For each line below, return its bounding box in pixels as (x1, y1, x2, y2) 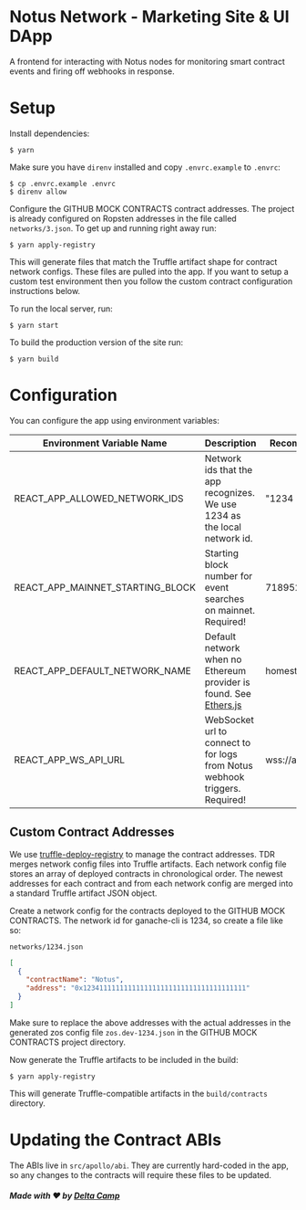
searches (204, 592, 245, 605)
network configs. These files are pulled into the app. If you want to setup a (9, 266, 289, 277)
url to (204, 724, 228, 737)
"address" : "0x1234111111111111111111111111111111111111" (25, 984, 250, 993)
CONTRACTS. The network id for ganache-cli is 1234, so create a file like (9, 915, 284, 926)
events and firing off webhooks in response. (9, 66, 175, 77)
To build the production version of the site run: (9, 336, 184, 348)
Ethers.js (204, 699, 242, 711)
